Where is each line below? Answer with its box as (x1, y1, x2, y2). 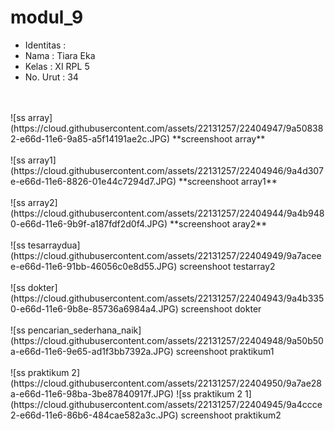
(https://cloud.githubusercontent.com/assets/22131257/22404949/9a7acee (10, 249, 322, 261)
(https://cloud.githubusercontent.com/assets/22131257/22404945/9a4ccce (10, 398, 323, 410)
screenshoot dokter (180, 302, 262, 315)
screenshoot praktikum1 (175, 345, 275, 357)
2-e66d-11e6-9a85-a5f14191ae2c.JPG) (10, 132, 171, 145)
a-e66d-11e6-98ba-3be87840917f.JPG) (10, 387, 175, 400)
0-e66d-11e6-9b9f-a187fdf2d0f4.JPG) (10, 217, 168, 230)
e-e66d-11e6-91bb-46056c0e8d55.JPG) (10, 260, 178, 272)
